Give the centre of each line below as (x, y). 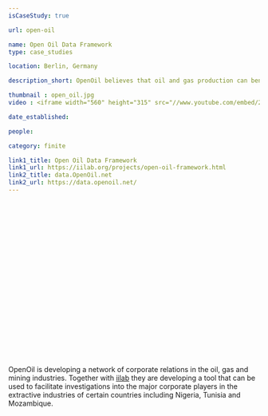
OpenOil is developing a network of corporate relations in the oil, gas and (128, 369)
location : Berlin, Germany (53, 66)
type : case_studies (41, 52)
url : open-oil (32, 30)
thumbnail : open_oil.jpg (51, 95)
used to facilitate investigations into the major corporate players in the (123, 386)
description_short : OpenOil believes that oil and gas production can (128, 81)
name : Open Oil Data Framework (60, 45)
